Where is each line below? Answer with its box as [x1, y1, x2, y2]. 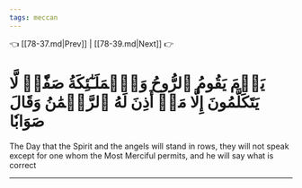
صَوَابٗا [9, 111, 45, 131]
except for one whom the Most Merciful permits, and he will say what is [9, 150, 274, 161]
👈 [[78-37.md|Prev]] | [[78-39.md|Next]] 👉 [9, 38, 174, 49]
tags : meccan [9, 13, 58, 22]
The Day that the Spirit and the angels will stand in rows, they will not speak [9, 141, 289, 151]
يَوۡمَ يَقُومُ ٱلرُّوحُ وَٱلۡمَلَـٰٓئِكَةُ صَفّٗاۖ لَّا [9, 73, 265, 93]
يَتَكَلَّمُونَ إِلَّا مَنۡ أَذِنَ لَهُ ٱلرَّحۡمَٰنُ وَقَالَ [9, 91, 260, 112]
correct [9, 159, 37, 170]
